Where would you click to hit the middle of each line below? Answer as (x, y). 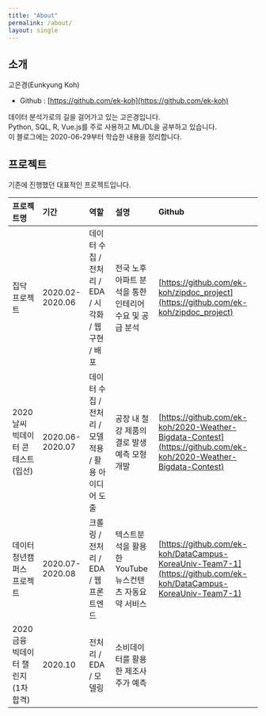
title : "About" (33, 15)
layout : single (33, 30)
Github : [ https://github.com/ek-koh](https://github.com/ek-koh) (124, 101)
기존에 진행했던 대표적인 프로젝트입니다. (70, 185)
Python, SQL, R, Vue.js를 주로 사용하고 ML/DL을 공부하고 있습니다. (113, 127)
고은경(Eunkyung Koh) (44, 85)
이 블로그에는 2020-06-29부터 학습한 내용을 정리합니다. (95, 137)
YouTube (131, 569)
